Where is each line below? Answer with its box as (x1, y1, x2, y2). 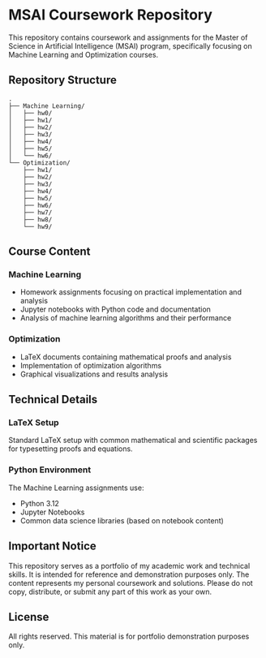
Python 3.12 (19, 498, 59, 508)
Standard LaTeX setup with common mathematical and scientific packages (8, 436, 258, 445)
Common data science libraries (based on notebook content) (19, 515, 225, 525)
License (8, 610, 49, 624)
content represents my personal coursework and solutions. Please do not (8, 578, 253, 587)
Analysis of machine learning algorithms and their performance (19, 313, 232, 323)
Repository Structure (8, 73, 118, 87)
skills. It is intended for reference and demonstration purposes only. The (8, 570, 250, 579)
